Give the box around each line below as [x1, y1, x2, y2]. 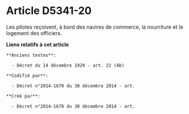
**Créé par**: [6, 93, 41, 99]
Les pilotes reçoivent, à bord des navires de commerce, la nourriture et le [6, 23, 184, 30]
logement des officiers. [6, 29, 62, 36]
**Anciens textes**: [6, 52, 57, 58]
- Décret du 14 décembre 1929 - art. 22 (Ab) [11, 63, 125, 68]
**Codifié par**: [6, 72, 49, 78]
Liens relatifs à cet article [6, 41, 69, 48]
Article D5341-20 [6, 4, 92, 18]
